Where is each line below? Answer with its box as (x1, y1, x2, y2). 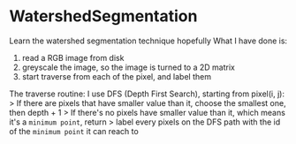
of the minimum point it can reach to (9, 125, 139, 136)
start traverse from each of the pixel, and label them (21, 71, 212, 81)
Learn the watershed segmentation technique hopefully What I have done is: (9, 35, 288, 46)
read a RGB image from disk (21, 52, 125, 63)
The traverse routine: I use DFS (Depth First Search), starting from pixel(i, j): (9, 88, 285, 99)
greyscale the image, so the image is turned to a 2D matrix (21, 62, 236, 72)
